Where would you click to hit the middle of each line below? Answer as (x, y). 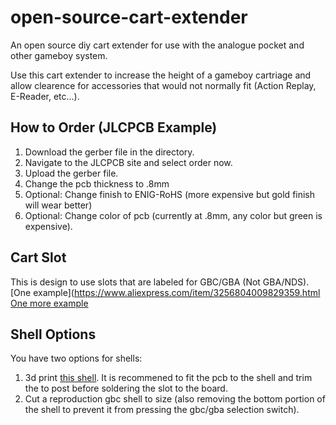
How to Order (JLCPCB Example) (114, 127)
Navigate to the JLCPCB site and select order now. (128, 162)
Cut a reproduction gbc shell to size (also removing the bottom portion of (175, 399)
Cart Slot (38, 257)
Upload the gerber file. (71, 173)
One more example (49, 303)
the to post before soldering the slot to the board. (126, 388)
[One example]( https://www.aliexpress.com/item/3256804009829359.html (165, 292)
